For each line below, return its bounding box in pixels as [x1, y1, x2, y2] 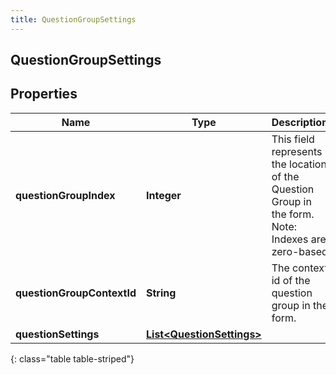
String [146, 286, 177, 300]
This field [271, 132, 315, 146]
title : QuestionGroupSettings [10, 14, 137, 25]
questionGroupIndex [15, 188, 116, 202]
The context [271, 261, 328, 275]
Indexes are [271, 232, 327, 246]
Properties [10, 86, 78, 103]
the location [271, 157, 327, 171]
